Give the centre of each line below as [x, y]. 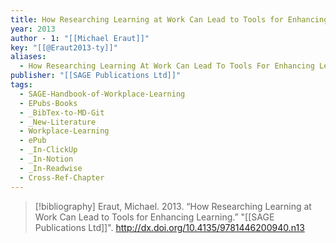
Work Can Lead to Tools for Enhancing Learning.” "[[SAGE [154, 217]
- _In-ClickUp [48, 150]
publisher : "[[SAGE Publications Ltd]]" [96, 76]
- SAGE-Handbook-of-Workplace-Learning [102, 94]
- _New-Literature [58, 122]
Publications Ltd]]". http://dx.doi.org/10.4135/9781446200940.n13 [169, 227]
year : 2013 [33, 29]
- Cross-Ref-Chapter [62, 177]
